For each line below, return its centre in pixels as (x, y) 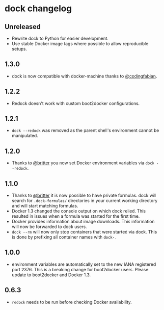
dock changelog (38, 9)
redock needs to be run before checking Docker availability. (72, 302)
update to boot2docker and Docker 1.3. (51, 275)
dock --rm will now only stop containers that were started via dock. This (84, 232)
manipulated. (25, 136)
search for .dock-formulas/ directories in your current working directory (84, 201)
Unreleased (23, 27)
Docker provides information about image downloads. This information (83, 222)
